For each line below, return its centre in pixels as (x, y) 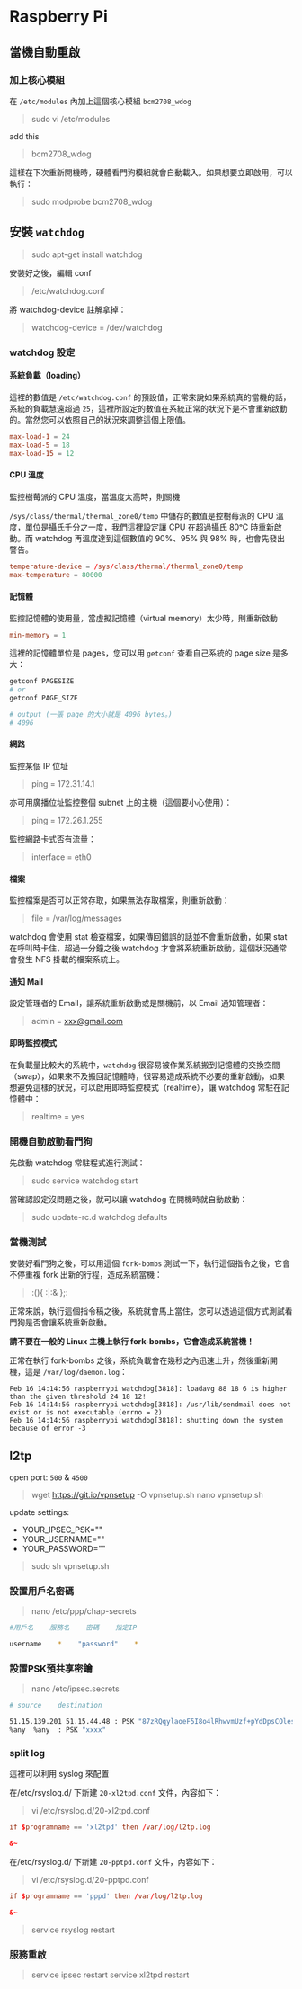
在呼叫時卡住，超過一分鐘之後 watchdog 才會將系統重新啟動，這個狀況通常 (148, 948)
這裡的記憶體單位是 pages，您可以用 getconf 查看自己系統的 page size (140, 653)
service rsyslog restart (73, 1930)
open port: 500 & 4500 (49, 1477)
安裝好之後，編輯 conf (50, 272)
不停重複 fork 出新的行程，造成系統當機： (86, 1275)
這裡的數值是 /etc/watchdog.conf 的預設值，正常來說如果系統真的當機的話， (150, 397)
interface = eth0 (61, 857)
